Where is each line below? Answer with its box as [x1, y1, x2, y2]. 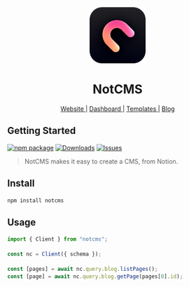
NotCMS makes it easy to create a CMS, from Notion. [24, 157, 178, 166]
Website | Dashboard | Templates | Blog [60, 105, 175, 113]
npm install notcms [7, 196, 64, 204]
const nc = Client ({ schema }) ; [7, 251, 101, 258]
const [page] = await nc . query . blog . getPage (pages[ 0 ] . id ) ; [7, 273, 183, 280]
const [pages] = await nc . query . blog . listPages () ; [7, 265, 158, 272]
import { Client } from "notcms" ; [7, 236, 108, 243]
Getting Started [7, 125, 76, 137]
